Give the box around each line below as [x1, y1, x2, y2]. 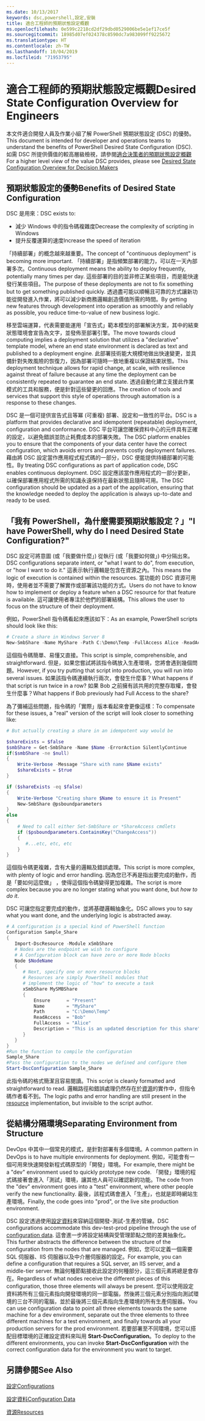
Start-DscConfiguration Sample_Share [6, 1066, 103, 1072]
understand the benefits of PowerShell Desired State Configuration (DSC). [6, 143, 193, 150]
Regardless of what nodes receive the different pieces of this [17, 1275, 171, 1282]
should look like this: [6, 622, 58, 629]
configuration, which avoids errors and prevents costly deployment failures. [6, 447, 196, 454]
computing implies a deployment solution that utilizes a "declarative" [6, 336, 179, 344]
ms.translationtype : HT [6, 37, 67, 43]
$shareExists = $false [6, 739, 64, 745]
